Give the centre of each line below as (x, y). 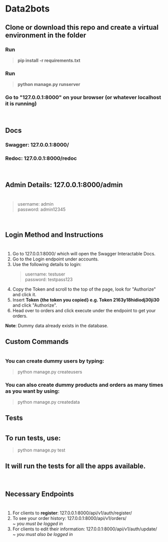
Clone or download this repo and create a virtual (82, 27)
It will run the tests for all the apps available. (75, 466)
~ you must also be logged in (43, 534)
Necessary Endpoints (40, 494)
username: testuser (45, 274)
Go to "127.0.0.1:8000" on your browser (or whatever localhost (83, 98)
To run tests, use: (33, 438)
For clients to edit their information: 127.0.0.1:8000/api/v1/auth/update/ (85, 529)
